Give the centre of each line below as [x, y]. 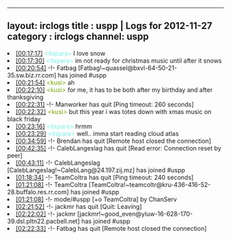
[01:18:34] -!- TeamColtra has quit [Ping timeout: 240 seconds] [105, 177]
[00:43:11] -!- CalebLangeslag [58, 163]
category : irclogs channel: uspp [78, 37]
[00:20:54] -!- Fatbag [46, 68]
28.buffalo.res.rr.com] [38, 192]
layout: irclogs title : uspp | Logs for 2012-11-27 [110, 26]
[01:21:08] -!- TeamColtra [52, 184]
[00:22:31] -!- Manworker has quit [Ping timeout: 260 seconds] [105, 104]
